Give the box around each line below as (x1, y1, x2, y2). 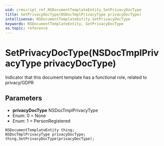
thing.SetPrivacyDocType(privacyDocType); (5, 136, 95, 141)
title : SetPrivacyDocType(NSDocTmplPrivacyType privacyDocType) (5, 12, 142, 17)
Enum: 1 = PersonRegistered (12, 118, 71, 124)
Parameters (5, 94, 42, 103)
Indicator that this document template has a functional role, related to (5, 74, 147, 80)
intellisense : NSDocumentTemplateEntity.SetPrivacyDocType (5, 16, 131, 21)
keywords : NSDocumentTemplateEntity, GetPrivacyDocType (5, 21, 124, 26)
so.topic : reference (5, 26, 48, 31)
